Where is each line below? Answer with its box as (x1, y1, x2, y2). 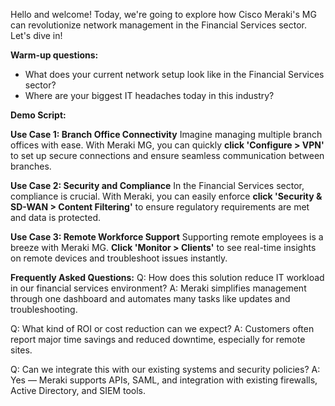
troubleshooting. (10, 304, 78, 315)
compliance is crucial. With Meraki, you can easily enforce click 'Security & (10, 190, 323, 202)
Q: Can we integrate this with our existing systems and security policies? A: (10, 364, 321, 375)
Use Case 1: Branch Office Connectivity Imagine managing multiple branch (10, 129, 323, 140)
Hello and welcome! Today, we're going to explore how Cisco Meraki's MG (10, 9, 317, 20)
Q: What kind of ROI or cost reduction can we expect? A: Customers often (10, 323, 315, 334)
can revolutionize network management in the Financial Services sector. (10, 19, 307, 31)
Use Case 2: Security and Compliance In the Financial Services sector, (10, 180, 305, 191)
